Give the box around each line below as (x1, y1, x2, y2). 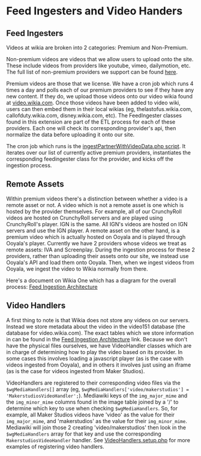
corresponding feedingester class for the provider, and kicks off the (6, 155, 174, 163)
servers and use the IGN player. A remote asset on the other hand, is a (6, 227, 180, 234)
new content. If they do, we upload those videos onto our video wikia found (6, 93, 193, 100)
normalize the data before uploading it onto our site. (6, 131, 135, 138)
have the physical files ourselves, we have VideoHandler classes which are (6, 342, 192, 349)
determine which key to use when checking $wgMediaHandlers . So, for (6, 404, 178, 412)
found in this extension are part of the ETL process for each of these (6, 118, 176, 125)
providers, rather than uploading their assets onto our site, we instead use (6, 252, 189, 259)
